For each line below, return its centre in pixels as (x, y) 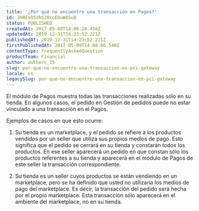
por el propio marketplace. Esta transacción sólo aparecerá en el (95, 195)
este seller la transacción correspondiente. (68, 165)
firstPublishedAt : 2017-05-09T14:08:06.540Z (63, 46)
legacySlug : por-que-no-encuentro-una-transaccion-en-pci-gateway (91, 79)
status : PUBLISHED (29, 23)
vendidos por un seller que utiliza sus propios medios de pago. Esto (99, 139)
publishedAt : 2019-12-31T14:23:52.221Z (56, 40)
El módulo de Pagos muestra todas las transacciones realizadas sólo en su (99, 96)
